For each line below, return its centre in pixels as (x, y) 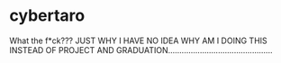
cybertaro (47, 16)
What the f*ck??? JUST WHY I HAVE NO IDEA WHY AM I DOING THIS (138, 40)
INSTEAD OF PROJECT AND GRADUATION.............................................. (141, 49)
